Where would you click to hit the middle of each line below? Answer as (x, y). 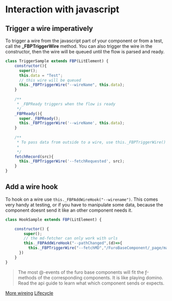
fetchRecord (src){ (34, 157)
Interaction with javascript (62, 10)
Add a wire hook (31, 187)
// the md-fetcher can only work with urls (71, 238)
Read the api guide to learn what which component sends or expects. (91, 283)
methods (27, 277)
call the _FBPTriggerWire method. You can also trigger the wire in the (79, 46)
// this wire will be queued (50, 80)
